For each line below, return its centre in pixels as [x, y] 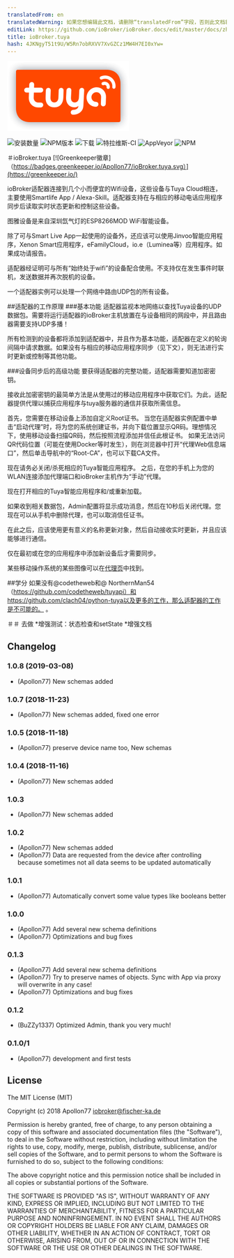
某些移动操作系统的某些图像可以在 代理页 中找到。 [77, 568]
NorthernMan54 [131, 583]
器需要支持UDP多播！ [38, 324]
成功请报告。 [31, 253]
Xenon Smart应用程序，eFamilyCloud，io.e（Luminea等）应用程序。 [118, 245]
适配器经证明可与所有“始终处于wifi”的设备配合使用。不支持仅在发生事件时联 [116, 268]
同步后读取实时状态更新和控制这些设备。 [65, 207]
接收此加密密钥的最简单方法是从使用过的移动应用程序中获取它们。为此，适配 [117, 395]
